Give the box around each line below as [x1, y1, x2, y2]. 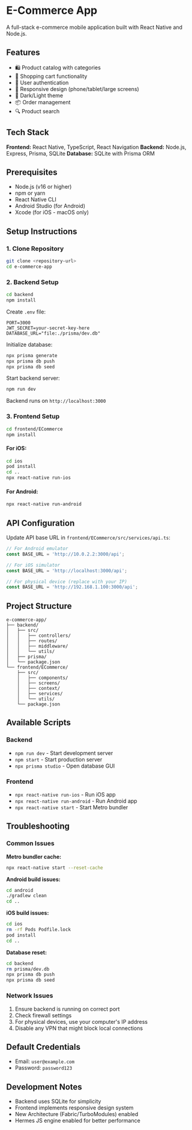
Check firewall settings [14, 1011, 72, 1019]
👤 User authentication [14, 79, 69, 86]
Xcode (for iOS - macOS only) [14, 209, 89, 216]
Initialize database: [6, 341, 53, 348]
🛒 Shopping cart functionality [14, 72, 88, 80]
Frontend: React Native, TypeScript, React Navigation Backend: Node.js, [6, 143, 187, 151]
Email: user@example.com [14, 1058, 75, 1065]
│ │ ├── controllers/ [6, 633, 71, 639]
